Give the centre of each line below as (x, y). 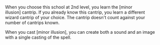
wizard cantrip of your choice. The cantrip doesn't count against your (75, 17)
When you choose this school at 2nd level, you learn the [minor (69, 7)
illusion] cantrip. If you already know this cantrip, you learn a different (75, 12)
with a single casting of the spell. (38, 37)
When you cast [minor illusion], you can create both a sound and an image (80, 32)
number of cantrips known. (32, 22)
